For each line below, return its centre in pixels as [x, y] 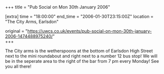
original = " [16, 31]
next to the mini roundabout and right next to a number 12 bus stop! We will [81, 56]
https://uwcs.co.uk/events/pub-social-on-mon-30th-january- [89, 31]
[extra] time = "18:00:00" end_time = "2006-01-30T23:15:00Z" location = [79, 16]
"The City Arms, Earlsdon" [32, 22]
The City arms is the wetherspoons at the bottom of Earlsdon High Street [79, 51]
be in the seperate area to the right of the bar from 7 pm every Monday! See [82, 61]
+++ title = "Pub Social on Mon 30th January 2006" [58, 7]
